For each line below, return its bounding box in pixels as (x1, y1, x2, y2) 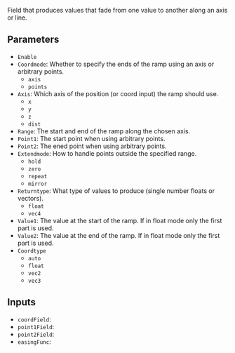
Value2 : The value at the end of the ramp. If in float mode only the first (17, 231, 220, 239)
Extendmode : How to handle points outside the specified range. (17, 149, 197, 157)
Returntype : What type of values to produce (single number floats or (17, 186, 215, 195)
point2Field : (17, 330, 55, 338)
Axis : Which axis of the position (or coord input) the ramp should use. (17, 89, 219, 98)
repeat (27, 173, 48, 180)
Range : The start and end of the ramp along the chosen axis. (17, 126, 191, 135)
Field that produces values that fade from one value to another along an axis (7, 6, 228, 14)
